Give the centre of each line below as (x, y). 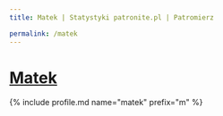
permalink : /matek (43, 33)
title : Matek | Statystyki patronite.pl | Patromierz (112, 17)
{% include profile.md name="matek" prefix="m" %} (106, 103)
